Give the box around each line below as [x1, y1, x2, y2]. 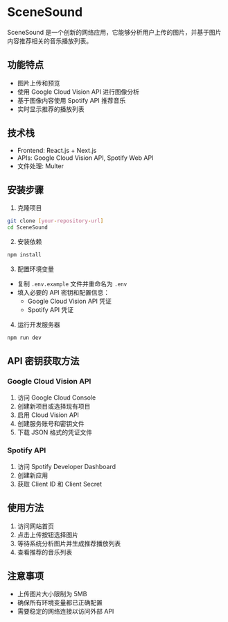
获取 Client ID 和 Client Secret [17, 480, 103, 488]
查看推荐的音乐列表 [17, 548, 73, 556]
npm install [7, 252, 42, 259]
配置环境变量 [17, 265, 54, 273]
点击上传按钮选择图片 [17, 530, 78, 539]
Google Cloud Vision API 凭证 [27, 297, 112, 305]
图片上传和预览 [17, 79, 60, 87]
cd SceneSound [7, 224, 49, 231]
